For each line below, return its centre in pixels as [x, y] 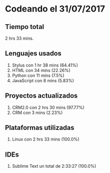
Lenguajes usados [33, 53]
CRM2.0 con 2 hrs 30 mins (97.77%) [48, 107]
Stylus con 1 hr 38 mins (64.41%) [45, 65]
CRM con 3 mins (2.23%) [37, 113]
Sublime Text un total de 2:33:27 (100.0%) [54, 166]
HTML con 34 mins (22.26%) [41, 70]
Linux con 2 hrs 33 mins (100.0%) [46, 139]
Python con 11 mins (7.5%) [38, 75]
